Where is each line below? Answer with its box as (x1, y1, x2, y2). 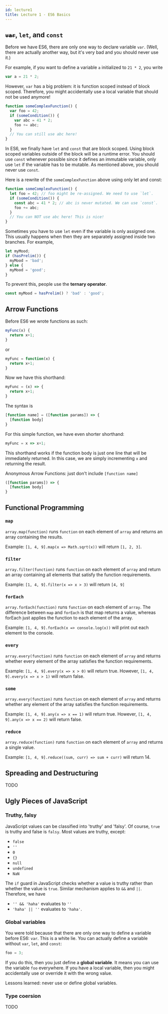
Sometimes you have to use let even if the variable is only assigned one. (5, 228, 156, 235)
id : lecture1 (5, 7, 33, 13)
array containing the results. (5, 534, 64, 540)
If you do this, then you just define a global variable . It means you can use (5, 959, 159, 965)
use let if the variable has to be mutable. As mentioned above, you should (5, 162, 159, 168)
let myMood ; (5, 249, 30, 254)
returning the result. (5, 460, 47, 466)
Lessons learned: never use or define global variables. (5, 980, 118, 986)
